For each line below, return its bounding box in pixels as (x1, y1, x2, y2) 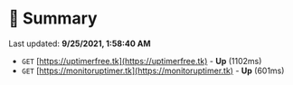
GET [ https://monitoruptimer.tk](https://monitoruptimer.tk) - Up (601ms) (21, 65, 285, 76)
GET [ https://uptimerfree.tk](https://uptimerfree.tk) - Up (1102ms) (21, 55, 262, 66)
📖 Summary (8, 8, 98, 29)
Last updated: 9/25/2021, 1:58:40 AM (8, 38, 151, 49)
